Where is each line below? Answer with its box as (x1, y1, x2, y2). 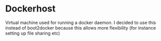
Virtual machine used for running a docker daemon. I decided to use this (5, 19, 156, 25)
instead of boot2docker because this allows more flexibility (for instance (5, 24, 156, 30)
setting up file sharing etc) (5, 30, 60, 36)
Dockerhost (5, 3, 56, 14)
